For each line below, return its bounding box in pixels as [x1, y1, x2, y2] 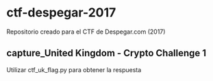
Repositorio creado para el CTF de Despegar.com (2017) [6, 27, 166, 36]
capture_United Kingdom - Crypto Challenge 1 [6, 47, 207, 59]
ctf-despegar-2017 [6, 5, 116, 21]
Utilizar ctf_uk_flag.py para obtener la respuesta [6, 65, 142, 73]
